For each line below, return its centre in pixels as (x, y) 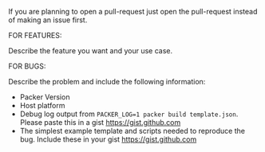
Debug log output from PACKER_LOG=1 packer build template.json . (129, 114)
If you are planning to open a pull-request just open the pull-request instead (133, 12)
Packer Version (45, 97)
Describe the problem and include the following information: (107, 82)
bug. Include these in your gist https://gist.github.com (108, 139)
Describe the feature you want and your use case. (91, 51)
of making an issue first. (48, 20)
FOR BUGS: (27, 66)
